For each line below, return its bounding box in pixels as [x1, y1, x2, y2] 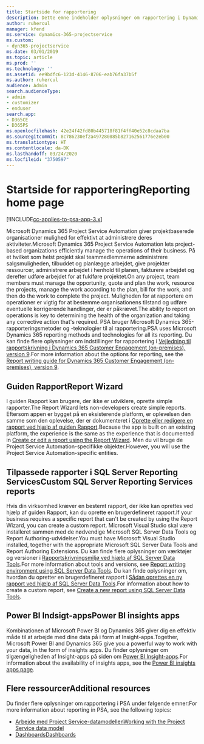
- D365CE [6, 116, 29, 123]
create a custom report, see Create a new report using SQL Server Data [6, 586, 186, 593]
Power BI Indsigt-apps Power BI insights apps [6, 610, 180, 621]
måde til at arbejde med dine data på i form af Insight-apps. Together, [6, 633, 179, 640]
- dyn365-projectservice [6, 43, 69, 49]
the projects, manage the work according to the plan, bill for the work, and [6, 286, 192, 293]
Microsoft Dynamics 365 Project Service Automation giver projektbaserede [6, 227, 194, 235]
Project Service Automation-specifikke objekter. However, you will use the [6, 443, 190, 450]
